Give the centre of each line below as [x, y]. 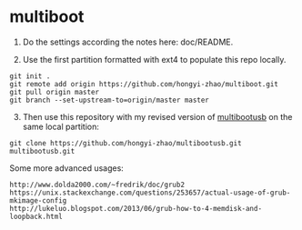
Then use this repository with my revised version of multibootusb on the [157, 116]
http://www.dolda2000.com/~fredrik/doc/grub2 [97, 185]
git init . [30, 76]
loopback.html [36, 216]
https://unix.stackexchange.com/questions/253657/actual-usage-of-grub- [150, 193]
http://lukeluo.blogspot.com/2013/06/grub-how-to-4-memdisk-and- [136, 208]
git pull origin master [55, 92]
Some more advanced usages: [67, 168]
